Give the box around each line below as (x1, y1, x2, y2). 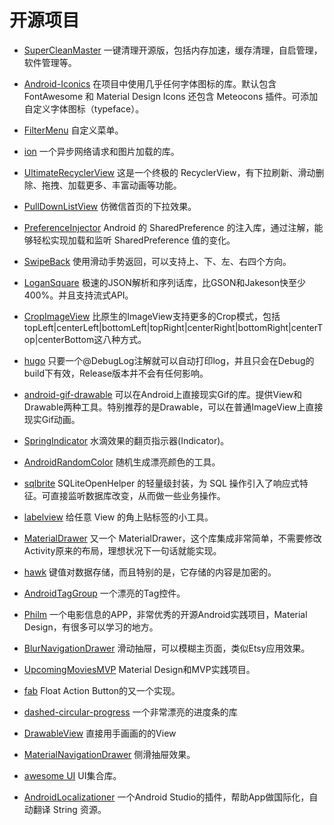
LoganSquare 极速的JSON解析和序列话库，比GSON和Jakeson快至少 (23, 276, 307, 288)
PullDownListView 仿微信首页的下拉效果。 (23, 200, 197, 212)
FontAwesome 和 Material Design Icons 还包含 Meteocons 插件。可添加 (23, 90, 319, 102)
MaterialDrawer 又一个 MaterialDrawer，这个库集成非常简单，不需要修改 (23, 532, 322, 544)
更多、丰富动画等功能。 (85, 179, 182, 191)
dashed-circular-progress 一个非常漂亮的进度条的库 (23, 706, 238, 718)
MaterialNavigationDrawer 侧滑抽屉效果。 (23, 748, 196, 760)
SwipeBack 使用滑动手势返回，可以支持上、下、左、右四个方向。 (23, 255, 292, 267)
